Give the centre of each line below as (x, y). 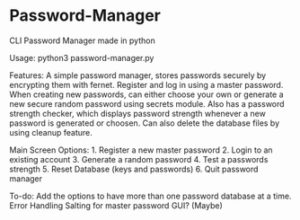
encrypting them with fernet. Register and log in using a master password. (146, 84)
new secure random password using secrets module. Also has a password (147, 103)
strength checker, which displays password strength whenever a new (138, 113)
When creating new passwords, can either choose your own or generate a (147, 94)
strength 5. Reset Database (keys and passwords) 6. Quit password (134, 169)
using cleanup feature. (51, 132)
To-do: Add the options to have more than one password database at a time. (150, 196)
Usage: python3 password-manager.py (82, 57)
